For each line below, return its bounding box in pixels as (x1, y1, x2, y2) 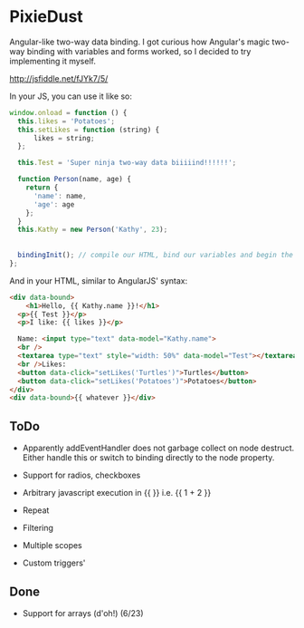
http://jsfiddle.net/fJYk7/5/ (9, 72, 109, 83)
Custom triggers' (22, 557, 86, 568)
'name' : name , (33, 191, 88, 200)
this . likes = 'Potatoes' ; (17, 116, 116, 126)
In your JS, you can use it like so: (9, 91, 133, 101)
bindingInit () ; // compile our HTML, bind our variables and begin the (17, 251, 294, 260)
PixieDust (9, 6, 83, 27)
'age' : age (33, 199, 75, 209)
